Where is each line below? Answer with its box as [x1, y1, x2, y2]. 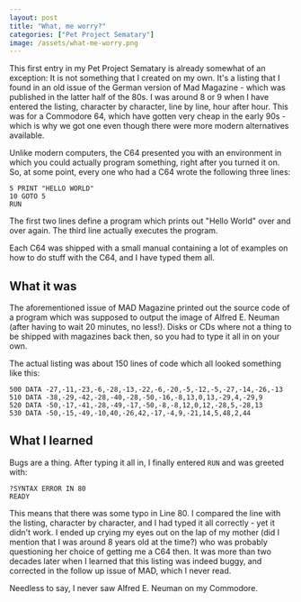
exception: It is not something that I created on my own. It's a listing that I [9, 73, 280, 84]
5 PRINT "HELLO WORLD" [9, 184, 94, 194]
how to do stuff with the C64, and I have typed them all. [9, 252, 216, 263]
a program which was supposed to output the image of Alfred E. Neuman [9, 312, 280, 323]
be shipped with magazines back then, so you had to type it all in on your [9, 331, 280, 342]
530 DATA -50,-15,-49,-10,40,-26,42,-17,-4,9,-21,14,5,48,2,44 [9, 409, 252, 418]
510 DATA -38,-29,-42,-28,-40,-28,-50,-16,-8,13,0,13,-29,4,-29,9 [9, 393, 263, 402]
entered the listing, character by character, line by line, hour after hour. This [9, 101, 289, 113]
